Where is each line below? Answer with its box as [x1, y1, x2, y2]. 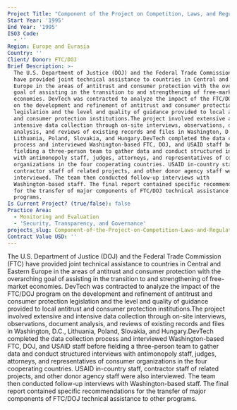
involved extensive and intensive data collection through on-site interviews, [7, 312, 227, 321]
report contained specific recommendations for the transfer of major [7, 387, 207, 395]
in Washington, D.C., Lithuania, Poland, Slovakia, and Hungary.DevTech [7, 327, 214, 335]
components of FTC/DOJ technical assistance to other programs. [7, 395, 197, 403]
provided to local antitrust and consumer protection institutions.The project [7, 304, 226, 313]
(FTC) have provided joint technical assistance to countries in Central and [7, 260, 221, 268]
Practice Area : [7, 207, 52, 214]
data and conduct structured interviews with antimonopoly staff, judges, [7, 349, 217, 358]
